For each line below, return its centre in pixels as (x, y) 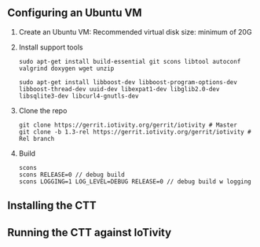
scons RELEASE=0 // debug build (71, 175)
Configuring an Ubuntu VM (75, 13)
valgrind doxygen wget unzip (66, 68)
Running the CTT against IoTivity (90, 232)
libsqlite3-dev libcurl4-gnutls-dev (79, 96)
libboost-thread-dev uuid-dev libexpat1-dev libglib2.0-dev (119, 89)
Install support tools (51, 47)
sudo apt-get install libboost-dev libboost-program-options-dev (128, 82)
